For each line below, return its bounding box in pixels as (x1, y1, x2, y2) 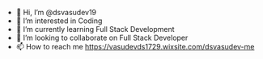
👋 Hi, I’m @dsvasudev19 (15, 8, 97, 17)
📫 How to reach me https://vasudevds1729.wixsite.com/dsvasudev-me (15, 42, 255, 51)
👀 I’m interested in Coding (15, 16, 103, 26)
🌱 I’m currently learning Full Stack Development (15, 25, 176, 33)
